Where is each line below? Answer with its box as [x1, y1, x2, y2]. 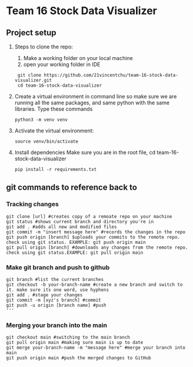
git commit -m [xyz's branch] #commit [6, 297, 101, 303]
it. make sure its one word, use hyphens [6, 287, 109, 293]
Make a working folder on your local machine [23, 55, 134, 61]
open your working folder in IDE [23, 61, 101, 68]
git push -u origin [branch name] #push [6, 302, 107, 308]
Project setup [6, 28, 57, 38]
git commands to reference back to [6, 183, 137, 193]
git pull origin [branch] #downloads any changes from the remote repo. [6, 244, 188, 250]
